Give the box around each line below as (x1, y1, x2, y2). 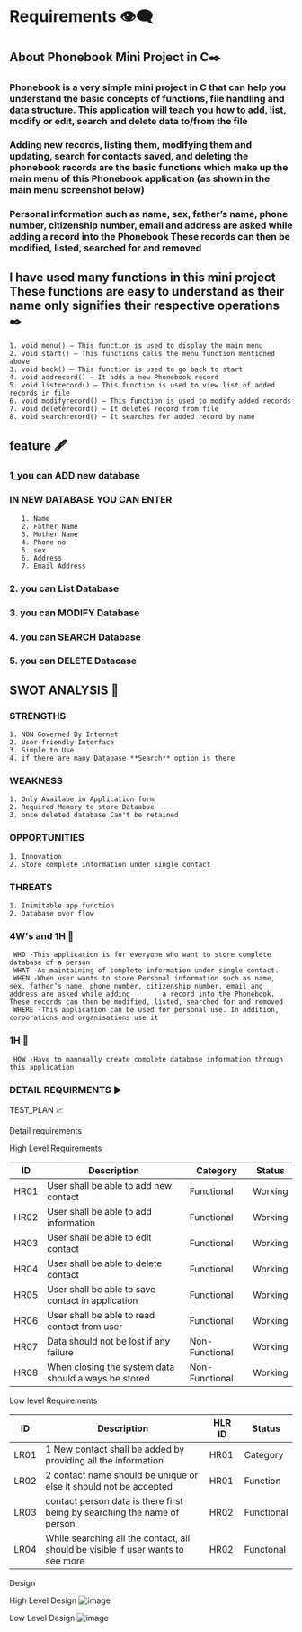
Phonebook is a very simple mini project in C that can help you (9, 81, 286, 94)
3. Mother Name (21, 530, 78, 539)
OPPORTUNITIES (9, 832, 85, 844)
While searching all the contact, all (45, 1532, 191, 1545)
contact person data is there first (45, 1494, 184, 1507)
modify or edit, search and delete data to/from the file (9, 114, 249, 127)
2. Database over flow (9, 909, 94, 918)
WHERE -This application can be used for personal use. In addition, (13, 1006, 280, 1015)
